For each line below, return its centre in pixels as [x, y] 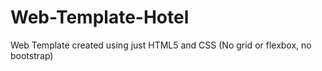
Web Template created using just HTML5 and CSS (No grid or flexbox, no [161, 45]
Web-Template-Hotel [100, 17]
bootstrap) [32, 55]
